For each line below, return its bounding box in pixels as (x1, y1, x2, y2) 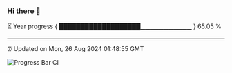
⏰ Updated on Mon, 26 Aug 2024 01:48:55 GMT (7, 45, 144, 53)
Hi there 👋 (7, 6, 41, 16)
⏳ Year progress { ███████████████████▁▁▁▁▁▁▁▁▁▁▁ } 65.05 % (7, 22, 222, 30)
